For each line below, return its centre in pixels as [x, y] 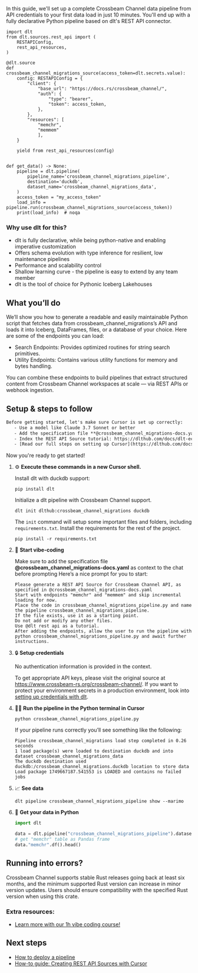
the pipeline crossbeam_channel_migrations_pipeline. [82, 610]
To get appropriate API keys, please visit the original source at [90, 678]
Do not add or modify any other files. [64, 621]
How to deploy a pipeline [45, 957]
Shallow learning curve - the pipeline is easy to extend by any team [96, 272]
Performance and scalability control [58, 266]
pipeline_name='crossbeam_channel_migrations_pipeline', [98, 177]
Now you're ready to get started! [46, 456]
